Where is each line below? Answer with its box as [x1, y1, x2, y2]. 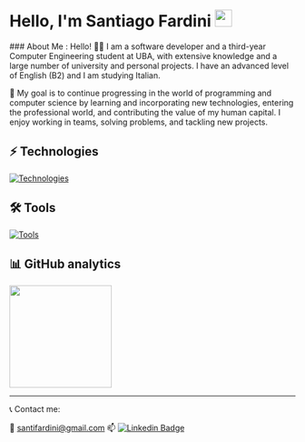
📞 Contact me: [9, 404, 61, 415]
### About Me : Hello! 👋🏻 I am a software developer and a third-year [9, 41, 266, 52]
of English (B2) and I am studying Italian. [9, 69, 161, 81]
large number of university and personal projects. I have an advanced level [9, 60, 289, 71]
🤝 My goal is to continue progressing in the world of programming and [9, 87, 272, 98]
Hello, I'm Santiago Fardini [9, 11, 212, 32]
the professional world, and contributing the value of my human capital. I [9, 106, 281, 117]
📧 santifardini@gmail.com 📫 [9, 423, 116, 434]
